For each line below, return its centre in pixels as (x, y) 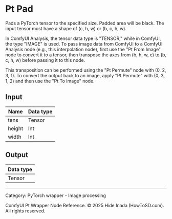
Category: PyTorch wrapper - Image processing (56, 195)
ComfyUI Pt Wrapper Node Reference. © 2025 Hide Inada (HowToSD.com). (85, 205)
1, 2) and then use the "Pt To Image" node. (50, 81)
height (16, 128)
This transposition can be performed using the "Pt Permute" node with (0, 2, (86, 70)
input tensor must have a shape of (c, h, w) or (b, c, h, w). (66, 28)
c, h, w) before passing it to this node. (45, 60)
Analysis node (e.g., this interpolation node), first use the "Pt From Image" (83, 49)
